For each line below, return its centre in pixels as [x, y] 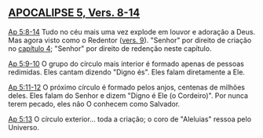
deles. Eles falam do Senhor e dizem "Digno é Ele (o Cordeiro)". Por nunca [128, 95]
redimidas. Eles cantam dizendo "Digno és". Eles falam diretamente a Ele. [127, 72]
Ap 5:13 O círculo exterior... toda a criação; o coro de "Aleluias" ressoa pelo [130, 119]
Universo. [24, 127]
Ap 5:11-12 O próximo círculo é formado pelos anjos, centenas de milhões [127, 87]
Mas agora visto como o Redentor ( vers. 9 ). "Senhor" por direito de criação [130, 40]
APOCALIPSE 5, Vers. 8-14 [74, 13]
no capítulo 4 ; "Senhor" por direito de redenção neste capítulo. [110, 48]
